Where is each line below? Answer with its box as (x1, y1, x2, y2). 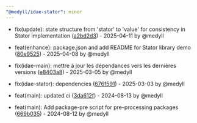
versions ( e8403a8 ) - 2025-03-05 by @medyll (14, 68, 132, 76)
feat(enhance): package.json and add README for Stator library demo (14, 44, 192, 51)
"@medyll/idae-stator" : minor (5, 8, 83, 15)
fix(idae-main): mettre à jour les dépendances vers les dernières (14, 62, 176, 69)
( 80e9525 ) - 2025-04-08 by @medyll (14, 50, 110, 58)
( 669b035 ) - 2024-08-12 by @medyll (14, 110, 109, 117)
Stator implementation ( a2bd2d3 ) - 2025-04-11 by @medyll (14, 32, 164, 39)
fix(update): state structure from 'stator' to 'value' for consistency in (14, 25, 185, 33)
